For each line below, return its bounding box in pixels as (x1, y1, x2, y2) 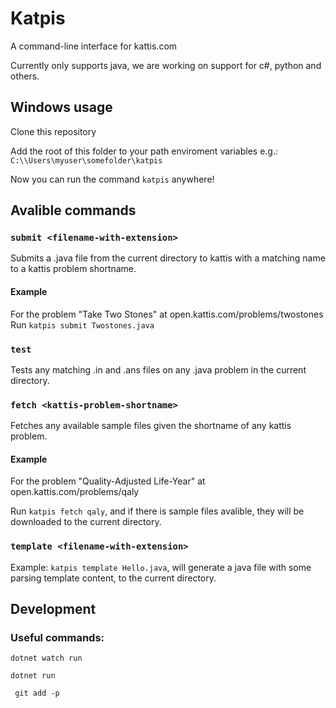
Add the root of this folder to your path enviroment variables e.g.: (10, 145, 279, 157)
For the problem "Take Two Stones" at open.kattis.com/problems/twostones (10, 308, 324, 320)
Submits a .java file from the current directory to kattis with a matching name (10, 252, 326, 264)
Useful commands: (10, 631, 105, 645)
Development (10, 601, 97, 618)
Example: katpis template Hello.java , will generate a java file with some (10, 561, 312, 573)
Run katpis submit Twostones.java (10, 318, 155, 331)
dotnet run (10, 671, 56, 681)
